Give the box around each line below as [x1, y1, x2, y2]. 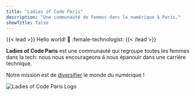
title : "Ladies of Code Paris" [6, 8, 83, 15]
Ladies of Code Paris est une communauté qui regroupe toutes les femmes [6, 47, 190, 55]
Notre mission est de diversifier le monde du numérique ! [6, 72, 145, 79]
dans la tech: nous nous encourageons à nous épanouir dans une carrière [6, 54, 186, 61]
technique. [6, 60, 32, 67]
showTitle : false [6, 20, 49, 25]
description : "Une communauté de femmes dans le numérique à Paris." [6, 14, 181, 20]
